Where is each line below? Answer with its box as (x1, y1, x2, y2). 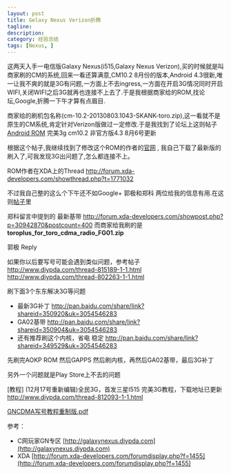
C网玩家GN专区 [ (17, 437, 66, 445)
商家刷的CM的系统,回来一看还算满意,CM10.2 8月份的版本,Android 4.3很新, (7, 71, 217, 79)
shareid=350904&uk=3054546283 (17, 326, 118, 334)
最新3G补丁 (17, 302, 50, 310)
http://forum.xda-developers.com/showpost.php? (82, 212, 224, 220)
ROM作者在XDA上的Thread (7, 167, 85, 175)
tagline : (7, 23, 32, 30)
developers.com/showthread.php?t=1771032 (7, 174, 134, 183)
